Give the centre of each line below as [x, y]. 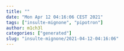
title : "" [18, 11]
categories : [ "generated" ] [39, 33]
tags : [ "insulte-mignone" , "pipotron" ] [55, 22]
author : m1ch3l [25, 28]
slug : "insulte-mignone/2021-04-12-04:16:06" [62, 39]
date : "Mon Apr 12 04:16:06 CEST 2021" [55, 17]
